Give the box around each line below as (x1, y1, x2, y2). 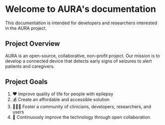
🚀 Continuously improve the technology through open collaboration (12, 114, 150, 120)
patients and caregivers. (5, 63, 55, 69)
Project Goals (5, 78, 48, 86)
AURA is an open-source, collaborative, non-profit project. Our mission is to (5, 53, 160, 59)
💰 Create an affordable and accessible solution (12, 96, 110, 102)
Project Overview (5, 40, 60, 48)
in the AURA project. (5, 25, 47, 31)
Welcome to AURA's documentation (5, 3, 157, 15)
